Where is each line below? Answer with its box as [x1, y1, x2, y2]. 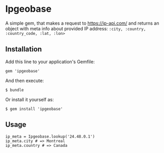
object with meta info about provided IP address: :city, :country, [5, 25, 146, 31]
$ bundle [5, 87, 24, 92]
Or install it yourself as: [5, 96, 54, 103]
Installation [5, 45, 42, 54]
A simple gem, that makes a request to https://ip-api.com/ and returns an [5, 20, 159, 26]
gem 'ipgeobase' [5, 68, 40, 73]
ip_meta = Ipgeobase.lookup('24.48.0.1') [5, 134, 95, 139]
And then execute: [5, 78, 44, 84]
